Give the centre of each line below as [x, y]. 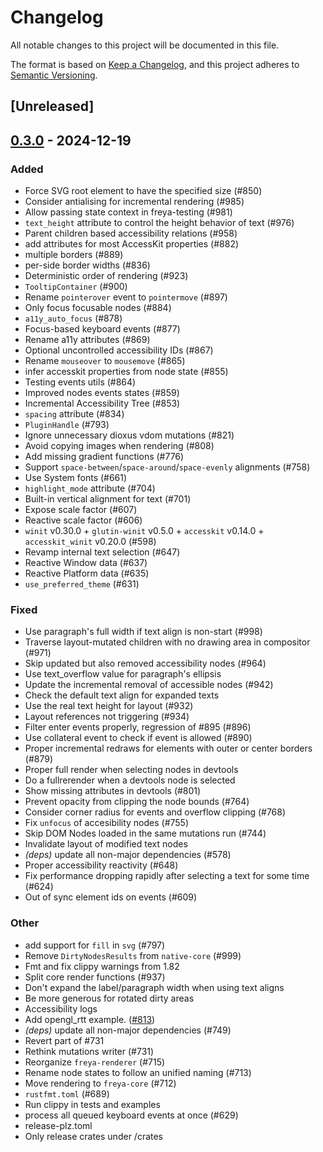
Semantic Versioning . [54, 75]
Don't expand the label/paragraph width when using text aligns [154, 987]
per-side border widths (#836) [87, 265]
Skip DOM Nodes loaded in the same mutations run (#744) [145, 833]
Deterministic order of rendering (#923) [106, 276]
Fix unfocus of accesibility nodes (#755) [107, 823]
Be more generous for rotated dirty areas [109, 998]
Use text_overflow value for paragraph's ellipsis [123, 674]
